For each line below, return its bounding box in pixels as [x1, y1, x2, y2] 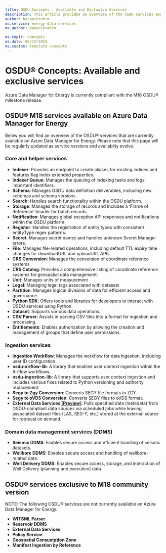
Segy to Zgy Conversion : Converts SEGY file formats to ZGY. [12, 390, 137, 396]
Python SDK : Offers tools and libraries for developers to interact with [12, 298, 153, 304]
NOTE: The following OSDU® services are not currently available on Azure [5, 501, 156, 507]
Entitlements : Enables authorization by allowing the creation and [12, 324, 145, 330]
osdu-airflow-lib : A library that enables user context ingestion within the [12, 364, 161, 369]
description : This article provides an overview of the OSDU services [5, 12, 154, 17]
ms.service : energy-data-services [5, 21, 77, 26]
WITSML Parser [12, 516, 45, 522]
